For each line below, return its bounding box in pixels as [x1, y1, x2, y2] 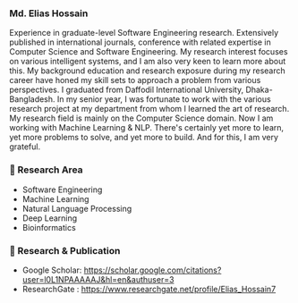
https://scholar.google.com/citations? [83, 265, 222, 275]
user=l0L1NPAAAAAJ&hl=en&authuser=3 [21, 274, 175, 284]
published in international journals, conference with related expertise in [9, 37, 271, 47]
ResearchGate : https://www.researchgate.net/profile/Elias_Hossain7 [21, 283, 277, 294]
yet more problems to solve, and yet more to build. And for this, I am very [9, 132, 279, 143]
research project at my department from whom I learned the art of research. [9, 104, 290, 114]
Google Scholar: [21, 265, 82, 275]
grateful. [9, 141, 41, 152]
